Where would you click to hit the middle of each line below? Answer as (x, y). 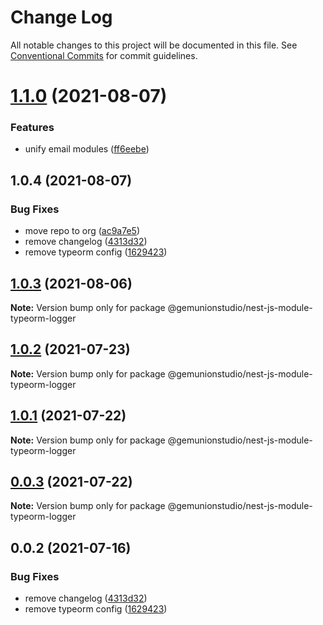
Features (32, 128)
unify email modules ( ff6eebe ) (87, 149)
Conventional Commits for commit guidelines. (104, 55)
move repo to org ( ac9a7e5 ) (82, 231)
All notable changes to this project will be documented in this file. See (154, 45)
